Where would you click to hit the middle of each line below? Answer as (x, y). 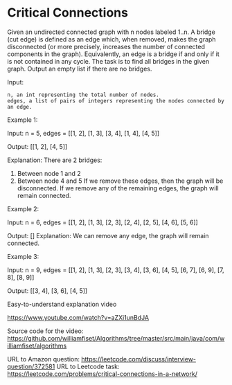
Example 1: (23, 120)
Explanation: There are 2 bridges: (55, 160)
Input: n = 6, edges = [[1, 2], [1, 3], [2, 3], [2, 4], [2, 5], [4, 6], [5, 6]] (103, 222)
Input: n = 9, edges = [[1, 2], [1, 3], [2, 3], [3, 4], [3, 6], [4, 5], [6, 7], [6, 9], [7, (116, 270)
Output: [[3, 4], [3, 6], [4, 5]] (47, 290)
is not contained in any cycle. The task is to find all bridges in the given (108, 61)
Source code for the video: (45, 331)
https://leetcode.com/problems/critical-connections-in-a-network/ (102, 374)
